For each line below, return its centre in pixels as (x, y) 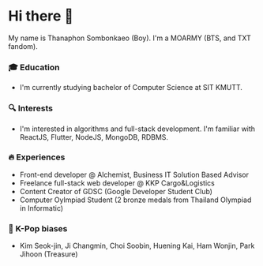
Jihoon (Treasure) (49, 254)
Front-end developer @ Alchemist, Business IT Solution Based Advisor (134, 174)
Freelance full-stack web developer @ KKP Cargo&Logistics (117, 183)
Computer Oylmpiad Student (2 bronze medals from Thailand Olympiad (135, 200)
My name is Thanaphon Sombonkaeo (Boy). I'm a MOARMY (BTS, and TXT (130, 38)
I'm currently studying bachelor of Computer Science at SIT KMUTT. (131, 88)
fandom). (23, 46)
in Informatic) (41, 208)
